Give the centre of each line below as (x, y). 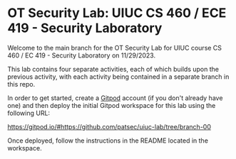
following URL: (29, 113)
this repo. (21, 84)
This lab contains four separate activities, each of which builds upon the (113, 69)
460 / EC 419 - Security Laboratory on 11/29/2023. (81, 55)
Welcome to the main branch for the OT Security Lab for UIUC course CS (115, 48)
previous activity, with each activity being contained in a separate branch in (118, 77)
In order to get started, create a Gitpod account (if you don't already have (115, 98)
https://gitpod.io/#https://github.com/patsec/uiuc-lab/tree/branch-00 (109, 126)
